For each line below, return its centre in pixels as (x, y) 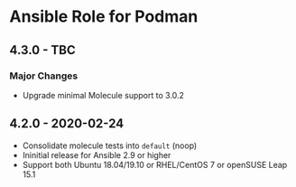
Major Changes (44, 76)
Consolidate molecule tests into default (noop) (110, 145)
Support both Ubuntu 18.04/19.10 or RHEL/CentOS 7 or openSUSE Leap (155, 164)
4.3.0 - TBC (42, 50)
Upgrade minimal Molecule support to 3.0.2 (103, 95)
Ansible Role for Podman (104, 17)
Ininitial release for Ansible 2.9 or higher (97, 154)
